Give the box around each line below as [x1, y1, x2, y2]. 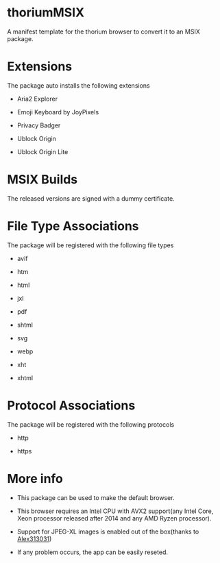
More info [7, 471, 64, 486]
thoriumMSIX [7, 5, 84, 21]
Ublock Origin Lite [16, 147, 69, 155]
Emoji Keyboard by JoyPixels [16, 108, 99, 116]
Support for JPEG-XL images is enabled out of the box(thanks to [16, 527, 199, 536]
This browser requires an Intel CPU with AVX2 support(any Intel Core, [16, 507, 214, 515]
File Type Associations [7, 218, 139, 234]
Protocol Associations [7, 397, 136, 413]
